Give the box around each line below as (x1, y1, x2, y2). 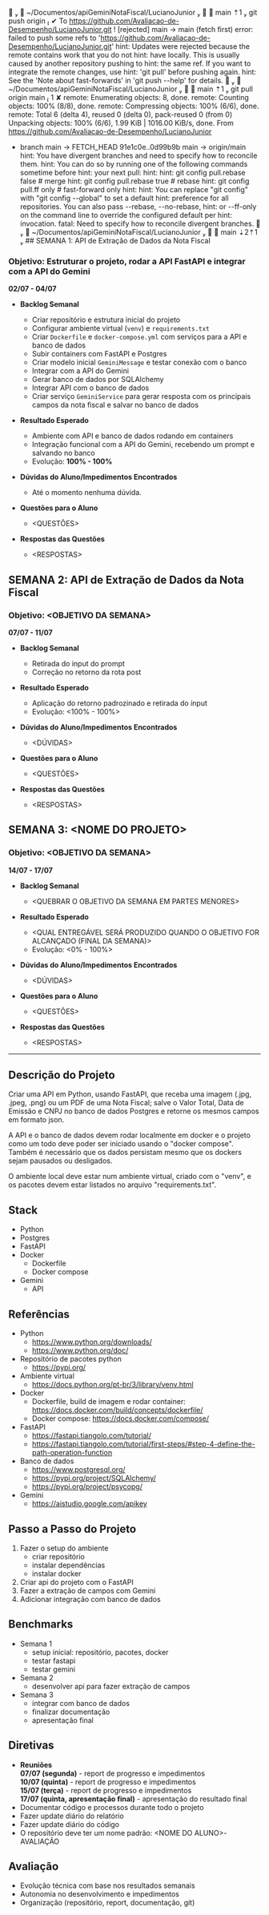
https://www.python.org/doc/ (31, 1346, 129, 1355)
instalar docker (31, 1568, 82, 1578)
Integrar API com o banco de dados (31, 383, 150, 392)
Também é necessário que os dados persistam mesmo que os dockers (8, 1148, 243, 1157)
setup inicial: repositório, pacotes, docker (31, 1647, 169, 1657)
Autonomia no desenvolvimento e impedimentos (19, 1889, 180, 1899)
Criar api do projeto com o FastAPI (19, 1577, 134, 1587)
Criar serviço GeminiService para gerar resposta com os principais (31, 392, 251, 401)
